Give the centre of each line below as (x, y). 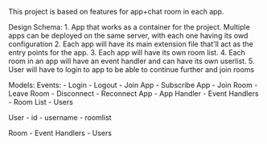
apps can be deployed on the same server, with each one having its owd (128, 36)
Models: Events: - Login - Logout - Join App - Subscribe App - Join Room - (133, 85)
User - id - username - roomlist (60, 118)
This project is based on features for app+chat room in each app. (116, 12)
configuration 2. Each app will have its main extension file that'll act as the (131, 44)
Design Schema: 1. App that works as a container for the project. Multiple (129, 27)
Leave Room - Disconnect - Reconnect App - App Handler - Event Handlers (133, 94)
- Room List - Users (41, 102)
